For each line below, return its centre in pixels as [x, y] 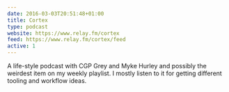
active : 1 [22, 46]
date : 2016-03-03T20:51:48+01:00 [56, 14]
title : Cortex [28, 20]
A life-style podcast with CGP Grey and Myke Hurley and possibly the [107, 66]
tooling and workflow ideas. [47, 80]
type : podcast [28, 26]
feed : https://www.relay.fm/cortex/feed [67, 40]
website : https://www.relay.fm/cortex [63, 33]
